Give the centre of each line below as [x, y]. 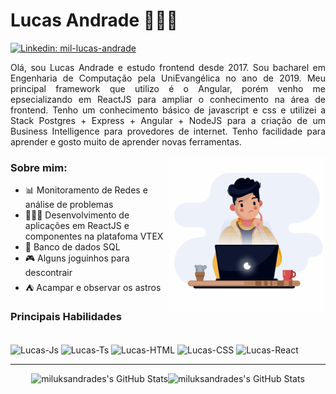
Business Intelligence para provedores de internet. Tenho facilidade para [168, 131]
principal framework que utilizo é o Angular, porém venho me [168, 88]
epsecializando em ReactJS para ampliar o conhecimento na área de [168, 99]
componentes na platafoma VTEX [94, 236]
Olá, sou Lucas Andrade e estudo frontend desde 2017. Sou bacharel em [168, 67]
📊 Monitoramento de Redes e [86, 190]
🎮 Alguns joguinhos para [77, 258]
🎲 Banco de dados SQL [72, 247]
